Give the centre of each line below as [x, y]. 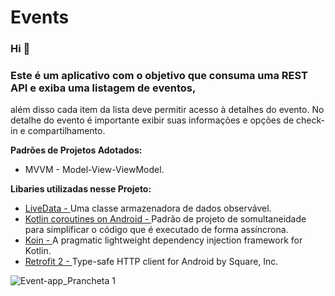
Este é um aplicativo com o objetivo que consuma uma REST [159, 76]
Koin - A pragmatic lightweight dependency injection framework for [163, 240]
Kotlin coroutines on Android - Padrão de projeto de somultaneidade [165, 219]
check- [310, 120]
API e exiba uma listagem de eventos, [103, 88]
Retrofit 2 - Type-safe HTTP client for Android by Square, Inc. [151, 262]
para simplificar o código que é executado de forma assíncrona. [156, 230]
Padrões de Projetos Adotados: [76, 150]
